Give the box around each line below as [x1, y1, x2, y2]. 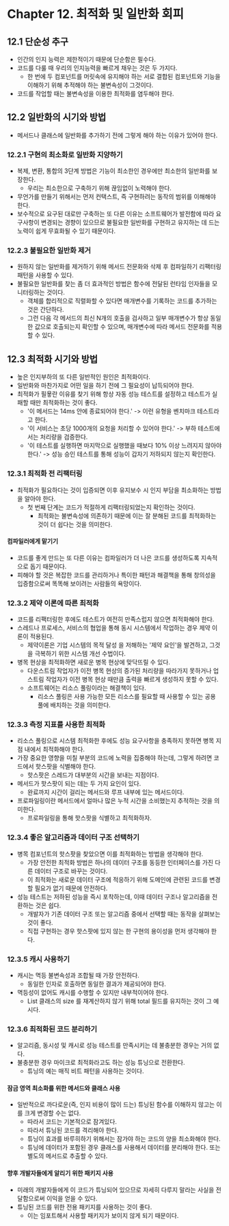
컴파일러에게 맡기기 [7, 537, 59, 546]
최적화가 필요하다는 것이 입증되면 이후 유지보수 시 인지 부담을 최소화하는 [16, 485, 209, 494]
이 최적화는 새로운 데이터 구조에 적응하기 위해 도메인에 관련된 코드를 [27, 875, 208, 883]
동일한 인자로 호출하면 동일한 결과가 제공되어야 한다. [27, 980, 166, 988]
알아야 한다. [24, 494, 56, 502]
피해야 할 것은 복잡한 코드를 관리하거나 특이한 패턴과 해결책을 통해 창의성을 [16, 570, 217, 579]
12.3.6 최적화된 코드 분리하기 [7, 1024, 98, 1034]
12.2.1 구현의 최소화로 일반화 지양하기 [7, 150, 123, 159]
